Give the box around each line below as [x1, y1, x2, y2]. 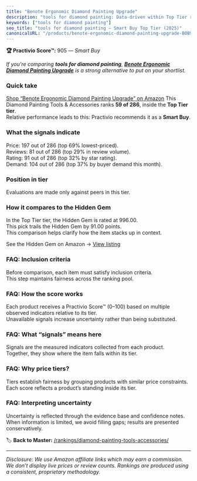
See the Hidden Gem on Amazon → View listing [6, 241, 121, 248]
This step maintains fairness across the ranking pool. [6, 275, 134, 282]
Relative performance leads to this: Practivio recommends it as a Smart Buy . [6, 114, 191, 121]
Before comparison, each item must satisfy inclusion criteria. [6, 268, 153, 276]
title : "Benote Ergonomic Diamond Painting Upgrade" [6, 8, 138, 15]
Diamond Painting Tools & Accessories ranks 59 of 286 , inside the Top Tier [6, 101, 188, 108]
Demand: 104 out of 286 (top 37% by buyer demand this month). [6, 160, 163, 168]
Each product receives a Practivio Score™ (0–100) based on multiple [6, 303, 170, 310]
